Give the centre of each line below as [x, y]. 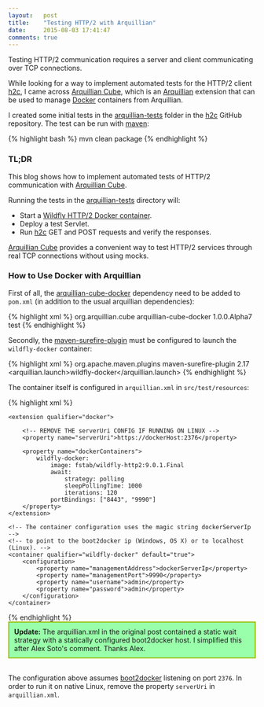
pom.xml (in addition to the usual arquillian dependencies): [101, 301]
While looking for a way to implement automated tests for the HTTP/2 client [130, 83]
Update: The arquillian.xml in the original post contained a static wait [126, 632]
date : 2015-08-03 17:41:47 [59, 30]
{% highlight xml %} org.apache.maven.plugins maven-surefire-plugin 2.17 [129, 363]
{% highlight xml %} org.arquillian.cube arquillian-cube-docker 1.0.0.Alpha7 [130, 316]
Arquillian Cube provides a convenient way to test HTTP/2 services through [130, 247]
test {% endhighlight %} [47, 325]
